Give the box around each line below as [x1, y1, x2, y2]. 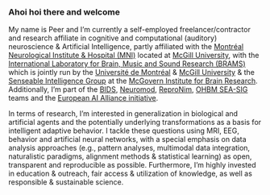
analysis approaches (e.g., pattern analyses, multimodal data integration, [8, 143, 251, 153]
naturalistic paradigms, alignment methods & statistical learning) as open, [8, 151, 252, 161]
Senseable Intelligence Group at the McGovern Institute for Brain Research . [8, 76, 258, 86]
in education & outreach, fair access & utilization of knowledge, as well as [8, 168, 252, 179]
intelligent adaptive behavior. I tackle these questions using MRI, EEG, [8, 126, 240, 135]
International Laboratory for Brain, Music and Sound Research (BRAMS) [8, 59, 246, 68]
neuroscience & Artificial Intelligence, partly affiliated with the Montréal [8, 42, 244, 52]
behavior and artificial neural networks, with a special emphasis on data [8, 135, 247, 144]
